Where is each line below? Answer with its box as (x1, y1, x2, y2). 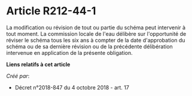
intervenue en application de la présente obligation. (6, 49, 133, 56)
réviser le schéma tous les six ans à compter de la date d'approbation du (6, 36, 185, 44)
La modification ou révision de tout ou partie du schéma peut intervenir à (6, 24, 186, 31)
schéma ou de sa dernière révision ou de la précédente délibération (6, 43, 173, 50)
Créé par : (6, 72, 30, 79)
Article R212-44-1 (6, 4, 96, 18)
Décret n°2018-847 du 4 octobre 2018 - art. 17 (14, 83, 130, 91)
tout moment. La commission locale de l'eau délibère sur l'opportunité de (6, 30, 187, 37)
